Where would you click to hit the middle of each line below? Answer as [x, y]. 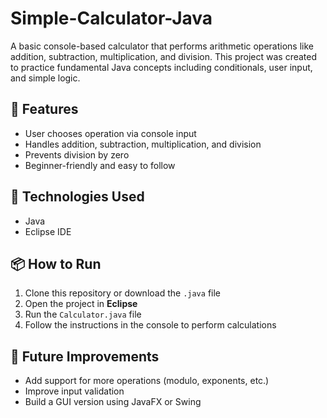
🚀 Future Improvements [85, 356]
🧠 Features [44, 109]
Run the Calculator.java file [83, 314]
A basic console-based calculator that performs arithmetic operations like [162, 46]
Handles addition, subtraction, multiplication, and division [143, 144]
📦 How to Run [56, 263]
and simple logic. [45, 78]
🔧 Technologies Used [77, 197]
